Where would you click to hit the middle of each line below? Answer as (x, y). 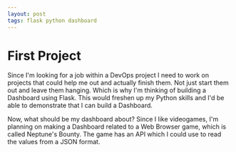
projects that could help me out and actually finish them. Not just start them (118, 83)
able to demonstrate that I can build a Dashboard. (80, 105)
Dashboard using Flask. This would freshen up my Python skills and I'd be (116, 98)
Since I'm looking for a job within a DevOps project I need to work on (108, 75)
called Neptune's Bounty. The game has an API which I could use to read (114, 134)
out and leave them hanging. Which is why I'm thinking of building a (107, 90)
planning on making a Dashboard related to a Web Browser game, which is (117, 127)
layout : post (27, 14)
